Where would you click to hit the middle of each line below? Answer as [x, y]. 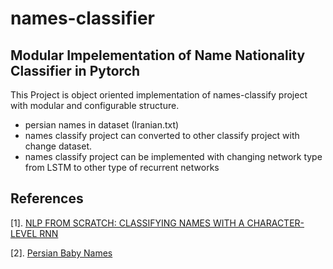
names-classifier [83, 18]
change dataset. [58, 146]
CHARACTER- [275, 223]
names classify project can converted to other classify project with [162, 135]
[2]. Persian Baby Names [61, 253]
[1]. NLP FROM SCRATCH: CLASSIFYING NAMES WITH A [127, 223]
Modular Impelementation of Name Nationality [158, 55]
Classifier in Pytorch [75, 70]
